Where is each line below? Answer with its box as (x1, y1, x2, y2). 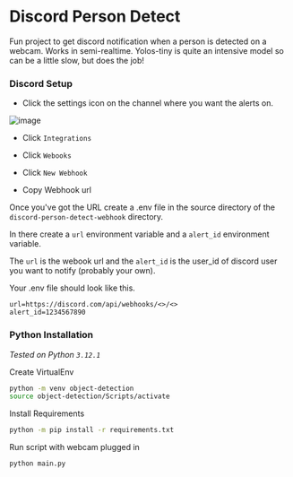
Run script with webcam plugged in (9, 442, 141, 453)
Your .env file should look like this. (9, 282, 136, 293)
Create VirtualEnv (9, 366, 74, 377)
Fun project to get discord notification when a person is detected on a (9, 36, 267, 47)
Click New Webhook (22, 168, 88, 178)
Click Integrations (22, 133, 92, 143)
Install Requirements (9, 408, 85, 419)
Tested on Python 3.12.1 (9, 349, 101, 360)
